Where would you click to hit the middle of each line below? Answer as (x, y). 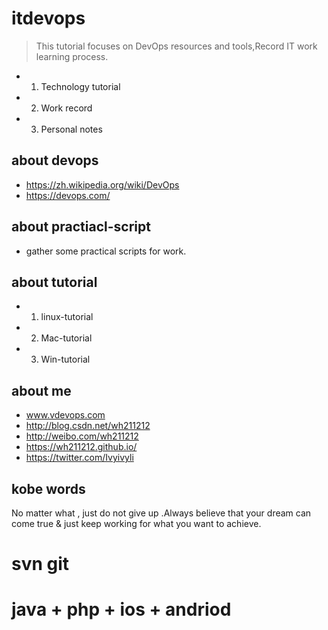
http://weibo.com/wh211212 (82, 436)
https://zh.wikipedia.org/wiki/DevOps (102, 184)
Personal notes (71, 129)
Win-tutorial (65, 359)
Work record (66, 108)
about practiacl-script (81, 227)
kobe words (48, 488)
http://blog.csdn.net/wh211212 (88, 426)
